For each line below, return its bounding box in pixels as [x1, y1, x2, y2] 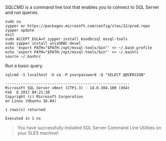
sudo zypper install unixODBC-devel [5, 41, 81, 46]
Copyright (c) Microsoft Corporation [5, 94, 83, 99]
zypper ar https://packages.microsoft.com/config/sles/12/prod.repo [5, 23, 150, 28]
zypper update [5, 28, 35, 33]
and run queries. [5, 9, 39, 15]
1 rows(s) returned [5, 107, 46, 112]
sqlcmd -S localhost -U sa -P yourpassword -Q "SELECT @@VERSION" [5, 72, 146, 77]
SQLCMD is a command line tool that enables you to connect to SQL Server [5, 4, 160, 10]
